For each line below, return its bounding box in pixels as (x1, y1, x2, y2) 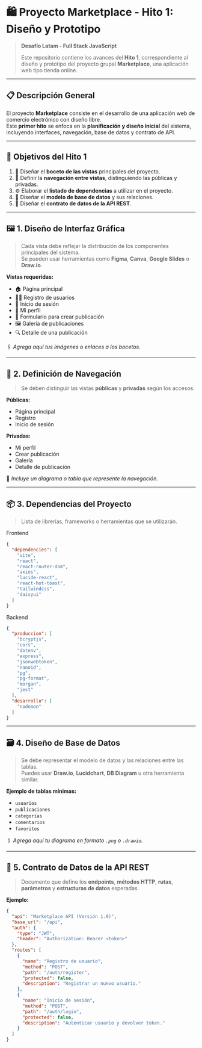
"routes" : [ (11, 947, 42, 953)
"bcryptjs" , (17, 636, 47, 642)
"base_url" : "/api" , (11, 919, 63, 925)
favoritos (14, 826, 40, 832)
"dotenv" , (17, 648, 42, 654)
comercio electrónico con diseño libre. (6, 116, 102, 123)
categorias (14, 813, 43, 819)
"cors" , (17, 642, 36, 648)
